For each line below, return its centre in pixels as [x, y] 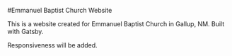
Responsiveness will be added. [52, 45]
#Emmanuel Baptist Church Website [60, 10]
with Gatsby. [25, 32]
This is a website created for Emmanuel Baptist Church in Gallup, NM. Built [116, 24]
